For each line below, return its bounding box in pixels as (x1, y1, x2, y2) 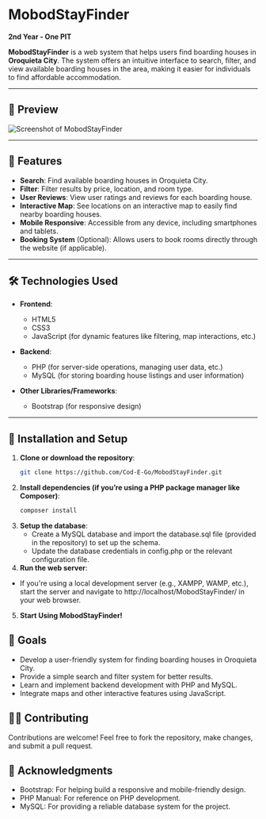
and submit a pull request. (8, 740, 93, 751)
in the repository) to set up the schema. (31, 537, 161, 547)
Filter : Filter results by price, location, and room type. (19, 184, 194, 194)
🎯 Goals (8, 633, 47, 648)
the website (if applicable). (19, 243, 107, 252)
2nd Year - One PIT (8, 32, 72, 41)
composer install (19, 506, 78, 515)
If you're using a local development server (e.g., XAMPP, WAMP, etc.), (19, 578, 249, 588)
